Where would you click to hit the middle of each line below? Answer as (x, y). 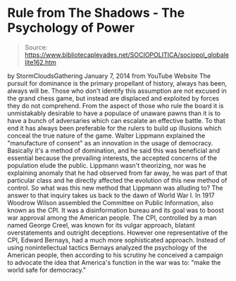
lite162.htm (40, 62)
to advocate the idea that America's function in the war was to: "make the (114, 262)
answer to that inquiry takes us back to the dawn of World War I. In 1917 (111, 195)
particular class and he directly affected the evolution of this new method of (117, 180)
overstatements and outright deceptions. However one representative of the (118, 233)
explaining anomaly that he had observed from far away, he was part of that (117, 173)
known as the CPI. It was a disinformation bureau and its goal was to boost (116, 210)
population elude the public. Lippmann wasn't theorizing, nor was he (107, 165)
